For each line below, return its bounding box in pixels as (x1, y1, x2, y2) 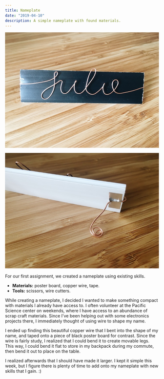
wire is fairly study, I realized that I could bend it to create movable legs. (5, 338, 150, 344)
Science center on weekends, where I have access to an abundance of (5, 308, 148, 314)
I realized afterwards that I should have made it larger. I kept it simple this (5, 358, 152, 364)
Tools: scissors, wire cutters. (12, 288, 71, 294)
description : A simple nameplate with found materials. (5, 18, 121, 23)
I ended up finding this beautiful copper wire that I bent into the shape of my (5, 328, 159, 334)
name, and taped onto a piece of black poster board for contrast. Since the (5, 333, 156, 339)
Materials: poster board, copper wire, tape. (12, 283, 100, 289)
